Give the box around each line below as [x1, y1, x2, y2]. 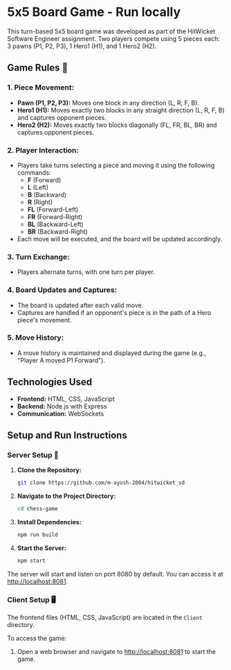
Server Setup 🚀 [7, 450, 59, 460]
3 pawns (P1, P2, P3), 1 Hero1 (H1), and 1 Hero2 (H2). [7, 42, 157, 50]
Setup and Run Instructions [7, 429, 128, 441]
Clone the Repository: [17, 466, 82, 474]
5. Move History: [7, 333, 64, 343]
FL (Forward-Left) [27, 205, 79, 214]
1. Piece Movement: [7, 83, 75, 92]
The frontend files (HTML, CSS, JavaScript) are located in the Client [7, 613, 203, 621]
